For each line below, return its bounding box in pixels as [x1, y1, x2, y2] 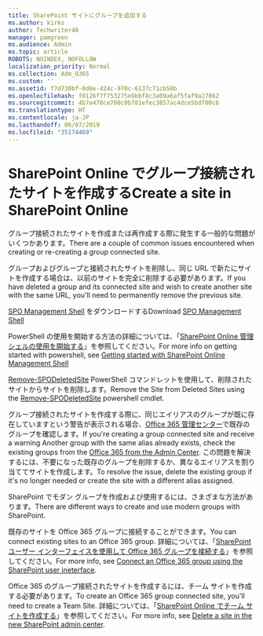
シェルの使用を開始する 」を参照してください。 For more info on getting [8, 341, 237, 350]
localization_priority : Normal [8, 63, 111, 71]
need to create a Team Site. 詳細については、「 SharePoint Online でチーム [8, 601, 245, 610]
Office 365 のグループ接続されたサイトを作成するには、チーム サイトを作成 [8, 581, 253, 590]
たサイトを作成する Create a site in [8, 184, 232, 202]
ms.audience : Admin [8, 41, 72, 49]
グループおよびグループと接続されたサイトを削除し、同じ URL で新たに [8, 263, 238, 272]
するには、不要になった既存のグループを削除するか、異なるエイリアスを [8, 457, 242, 466]
